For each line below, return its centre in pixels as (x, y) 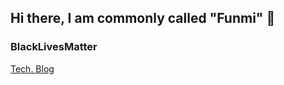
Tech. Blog (32, 68)
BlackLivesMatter (54, 47)
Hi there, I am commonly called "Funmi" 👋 (143, 18)
